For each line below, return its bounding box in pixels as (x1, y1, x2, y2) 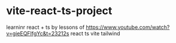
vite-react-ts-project (6, 4, 113, 18)
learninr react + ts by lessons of (6, 24, 85, 31)
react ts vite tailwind (70, 29, 121, 37)
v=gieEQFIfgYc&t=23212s (6, 29, 69, 37)
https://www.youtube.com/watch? (86, 24, 170, 31)
